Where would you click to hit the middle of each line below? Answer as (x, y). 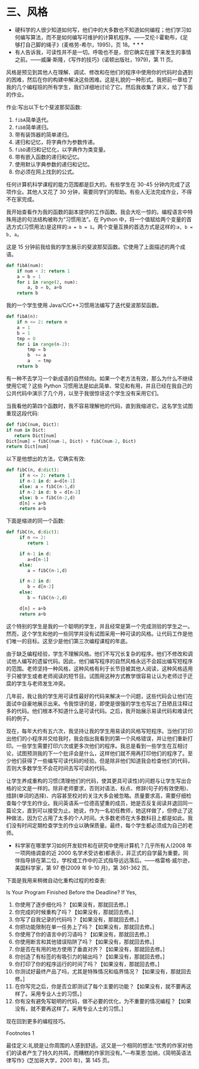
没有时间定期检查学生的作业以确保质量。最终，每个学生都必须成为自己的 (99, 825)
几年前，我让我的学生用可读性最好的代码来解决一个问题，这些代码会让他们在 (99, 696)
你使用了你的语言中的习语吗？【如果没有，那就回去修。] (82, 934)
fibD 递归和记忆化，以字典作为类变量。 (62, 149)
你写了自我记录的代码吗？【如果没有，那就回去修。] (77, 919)
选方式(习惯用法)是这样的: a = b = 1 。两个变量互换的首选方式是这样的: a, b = (99, 227)
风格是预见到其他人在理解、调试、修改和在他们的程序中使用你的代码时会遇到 (99, 72)
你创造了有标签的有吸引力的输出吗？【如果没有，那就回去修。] (89, 956)
